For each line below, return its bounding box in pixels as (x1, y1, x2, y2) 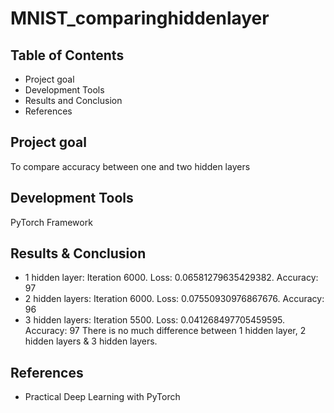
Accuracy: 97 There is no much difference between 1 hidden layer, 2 (24, 325, 307, 337)
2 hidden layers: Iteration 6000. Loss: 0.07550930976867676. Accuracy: (24, 293, 325, 305)
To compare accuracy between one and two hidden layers (10, 160, 251, 172)
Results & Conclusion (10, 245, 147, 262)
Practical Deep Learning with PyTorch (24, 391, 181, 403)
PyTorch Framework (10, 216, 93, 228)
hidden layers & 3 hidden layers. (24, 335, 158, 347)
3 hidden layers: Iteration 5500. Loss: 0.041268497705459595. (24, 314, 286, 326)
